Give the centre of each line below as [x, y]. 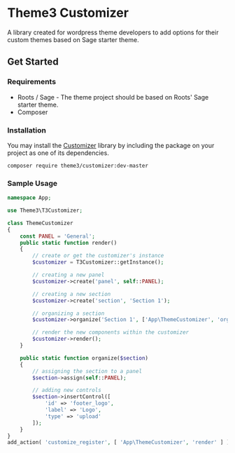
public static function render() [69, 243]
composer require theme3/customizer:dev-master [78, 165]
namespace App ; [29, 198]
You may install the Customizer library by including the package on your [111, 145]
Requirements [32, 82]
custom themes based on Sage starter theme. [73, 39]
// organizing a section [69, 313]
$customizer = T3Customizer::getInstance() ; [98, 262]
